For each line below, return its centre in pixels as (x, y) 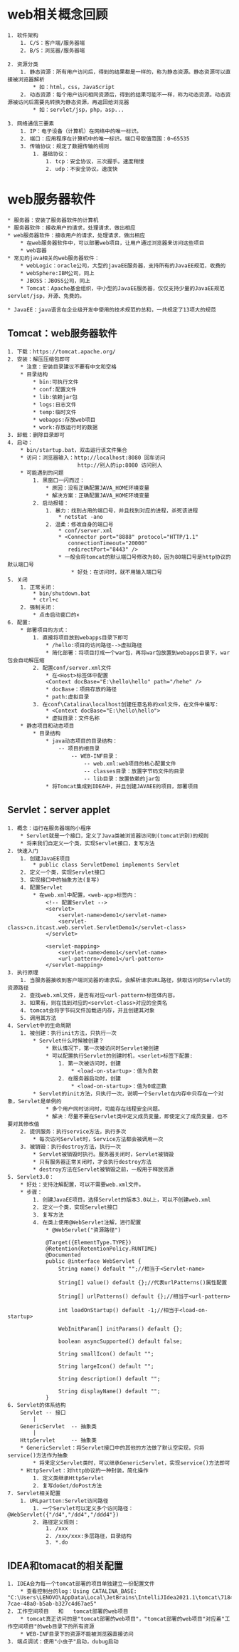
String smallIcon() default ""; (106, 1354)
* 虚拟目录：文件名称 (73, 718)
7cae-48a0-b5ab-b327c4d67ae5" (52, 1604)
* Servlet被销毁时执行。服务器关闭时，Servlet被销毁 (103, 1154)
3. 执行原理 (23, 972)
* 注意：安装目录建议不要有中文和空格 (69, 367)
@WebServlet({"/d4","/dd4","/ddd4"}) (63, 1514)
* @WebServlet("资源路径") (83, 1230)
